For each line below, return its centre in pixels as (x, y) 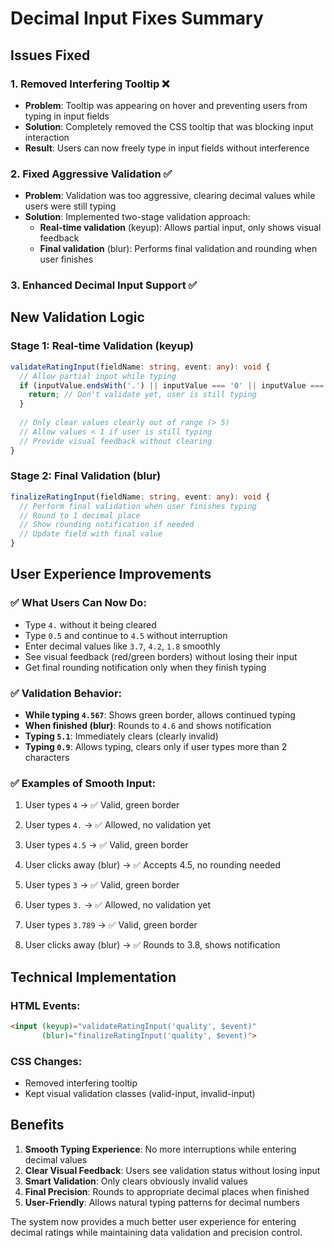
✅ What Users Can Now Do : (78, 603)
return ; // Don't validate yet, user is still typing (142, 395)
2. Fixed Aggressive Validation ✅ (91, 174)
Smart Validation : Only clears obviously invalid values (136, 1181)
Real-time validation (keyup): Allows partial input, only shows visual (180, 228)
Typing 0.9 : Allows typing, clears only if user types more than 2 (156, 747)
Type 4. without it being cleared (90, 624)
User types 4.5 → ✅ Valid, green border (106, 845)
